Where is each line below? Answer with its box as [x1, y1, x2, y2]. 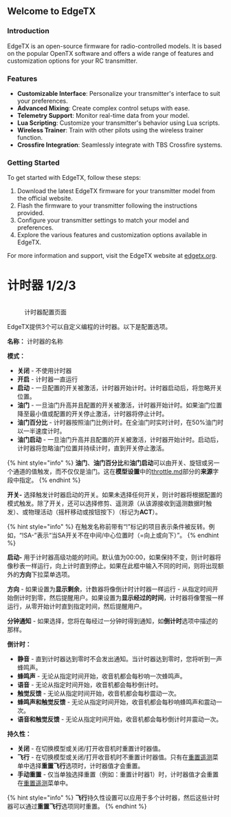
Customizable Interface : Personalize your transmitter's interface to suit [16, 89, 221, 97]
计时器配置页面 [24, 308, 67, 316]
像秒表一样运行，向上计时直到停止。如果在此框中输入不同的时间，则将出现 [7, 562, 218, 570]
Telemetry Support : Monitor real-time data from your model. [16, 111, 190, 119]
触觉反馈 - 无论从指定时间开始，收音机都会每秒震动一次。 [16, 689, 181, 698]
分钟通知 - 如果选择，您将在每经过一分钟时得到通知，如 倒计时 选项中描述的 [7, 617, 219, 625]
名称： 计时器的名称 [7, 337, 63, 345]
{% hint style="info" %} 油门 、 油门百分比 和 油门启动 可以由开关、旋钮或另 [7, 458, 214, 467]
